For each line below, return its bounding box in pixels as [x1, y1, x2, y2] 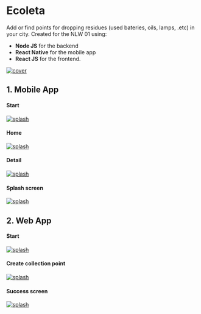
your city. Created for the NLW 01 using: [6, 30, 107, 37]
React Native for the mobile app [15, 48, 96, 55]
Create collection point [6, 260, 66, 267]
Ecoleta [6, 4, 46, 18]
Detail [6, 157, 22, 164]
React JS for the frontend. [15, 55, 81, 62]
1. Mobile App [6, 85, 59, 95]
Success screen [6, 287, 48, 294]
